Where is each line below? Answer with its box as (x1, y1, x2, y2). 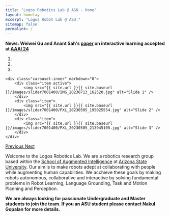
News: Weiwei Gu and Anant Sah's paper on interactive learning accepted (5, 40, 165, 46)
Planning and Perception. (5, 185, 59, 192)
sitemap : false (5, 21, 38, 27)
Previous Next (5, 143, 35, 149)
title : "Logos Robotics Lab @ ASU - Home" (5, 7, 97, 13)
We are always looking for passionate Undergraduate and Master (5, 196, 146, 202)
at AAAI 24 (5, 46, 29, 52)
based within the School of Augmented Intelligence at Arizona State (5, 158, 147, 165)
